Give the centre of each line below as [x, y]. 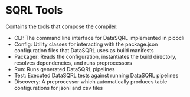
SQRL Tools [34, 10]
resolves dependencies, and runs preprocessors [73, 63]
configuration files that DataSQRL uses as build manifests [84, 50]
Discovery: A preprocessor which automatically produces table [91, 81]
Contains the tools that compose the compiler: [62, 26]
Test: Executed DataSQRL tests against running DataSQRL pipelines [96, 75]
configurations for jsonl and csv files [58, 88]
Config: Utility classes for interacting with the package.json [86, 44]
